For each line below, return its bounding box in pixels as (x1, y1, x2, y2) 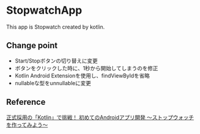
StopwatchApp (6, 4, 82, 17)
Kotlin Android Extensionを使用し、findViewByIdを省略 (14, 72, 150, 79)
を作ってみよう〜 (6, 121, 48, 128)
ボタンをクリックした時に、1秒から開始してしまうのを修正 (14, 64, 158, 71)
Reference (6, 97, 46, 107)
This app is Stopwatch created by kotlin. (6, 23, 105, 30)
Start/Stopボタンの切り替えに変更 (14, 57, 98, 64)
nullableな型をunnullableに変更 (14, 79, 91, 86)
